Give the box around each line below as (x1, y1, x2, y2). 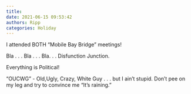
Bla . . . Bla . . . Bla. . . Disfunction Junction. (6, 52, 110, 59)
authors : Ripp (6, 19, 41, 25)
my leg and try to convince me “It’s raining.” (6, 82, 112, 89)
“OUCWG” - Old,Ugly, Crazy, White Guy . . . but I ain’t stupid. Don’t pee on (6, 75, 186, 82)
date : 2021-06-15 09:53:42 (6, 14, 72, 20)
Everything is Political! (6, 64, 60, 71)
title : (6, 8, 22, 15)
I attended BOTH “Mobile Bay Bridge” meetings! (6, 41, 122, 48)
